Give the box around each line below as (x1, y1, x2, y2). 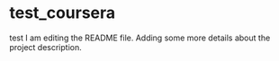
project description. (9, 41, 83, 52)
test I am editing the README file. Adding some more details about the (9, 32, 271, 43)
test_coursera (9, 3, 116, 23)
